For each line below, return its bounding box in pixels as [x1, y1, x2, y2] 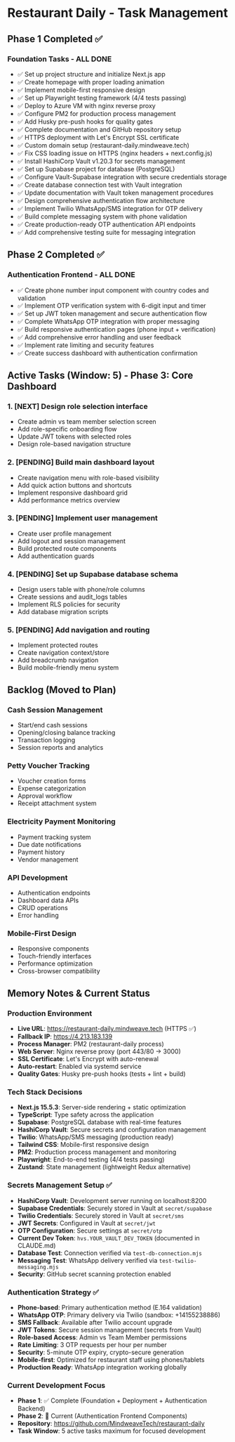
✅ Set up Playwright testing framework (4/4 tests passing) [17, 93, 187, 102]
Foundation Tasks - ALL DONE [7, 54, 112, 64]
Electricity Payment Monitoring [7, 817, 116, 826]
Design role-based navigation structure [17, 440, 131, 448]
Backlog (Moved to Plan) [7, 684, 117, 696]
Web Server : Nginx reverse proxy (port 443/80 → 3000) [17, 1047, 181, 1055]
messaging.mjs [17, 1264, 59, 1271]
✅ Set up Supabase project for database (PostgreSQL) [17, 164, 175, 173]
